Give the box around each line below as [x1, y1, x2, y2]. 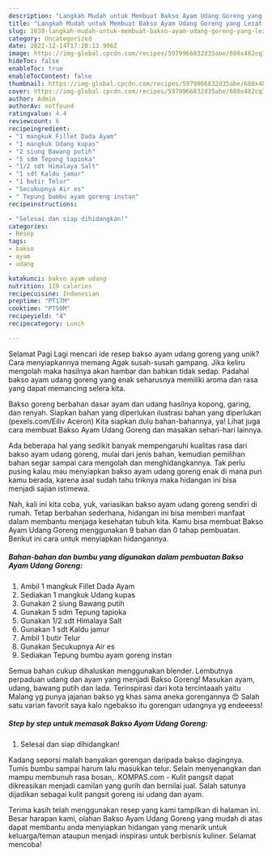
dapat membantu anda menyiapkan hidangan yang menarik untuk [8, 822, 227, 832]
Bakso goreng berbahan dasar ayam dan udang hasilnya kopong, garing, [8, 398, 251, 409]
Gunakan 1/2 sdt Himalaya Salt [19, 615, 122, 625]
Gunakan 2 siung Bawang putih [19, 598, 125, 608]
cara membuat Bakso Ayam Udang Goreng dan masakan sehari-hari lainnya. [8, 424, 263, 434]
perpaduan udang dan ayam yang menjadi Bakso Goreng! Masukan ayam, [8, 674, 255, 684]
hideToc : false [8, 57, 60, 66]
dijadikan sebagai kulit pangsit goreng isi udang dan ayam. [8, 789, 204, 799]
